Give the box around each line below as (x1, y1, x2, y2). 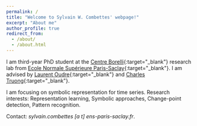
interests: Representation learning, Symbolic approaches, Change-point (6, 94, 182, 102)
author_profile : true (6, 25, 60, 31)
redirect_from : (6, 31, 44, 37)
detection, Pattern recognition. (6, 101, 81, 108)
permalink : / (6, 8, 39, 15)
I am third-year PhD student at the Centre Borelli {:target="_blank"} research (6, 58, 192, 65)
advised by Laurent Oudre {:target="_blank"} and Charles (6, 71, 145, 78)
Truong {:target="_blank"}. (6, 77, 70, 84)
